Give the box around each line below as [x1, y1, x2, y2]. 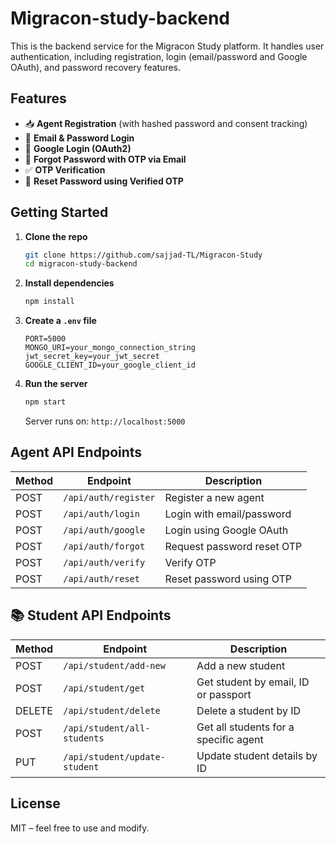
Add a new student [196, 658, 286, 672]
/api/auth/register [63, 492, 156, 503]
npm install [24, 297, 75, 307]
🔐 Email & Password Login [24, 132, 135, 144]
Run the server [24, 378, 88, 390]
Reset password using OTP [164, 572, 292, 586]
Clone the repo [24, 230, 88, 242]
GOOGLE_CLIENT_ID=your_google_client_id [24, 360, 196, 371]
